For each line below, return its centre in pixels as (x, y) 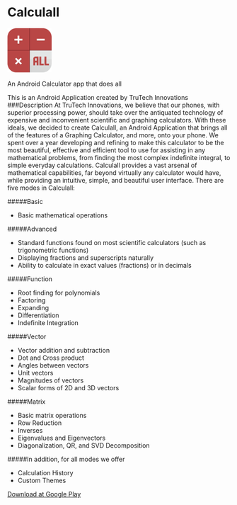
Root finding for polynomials (59, 293)
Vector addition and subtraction (64, 351)
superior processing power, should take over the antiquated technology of (115, 113)
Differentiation (38, 315)
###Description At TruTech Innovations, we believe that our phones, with (114, 105)
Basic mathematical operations (63, 215)
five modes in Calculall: (41, 188)
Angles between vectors (53, 365)
